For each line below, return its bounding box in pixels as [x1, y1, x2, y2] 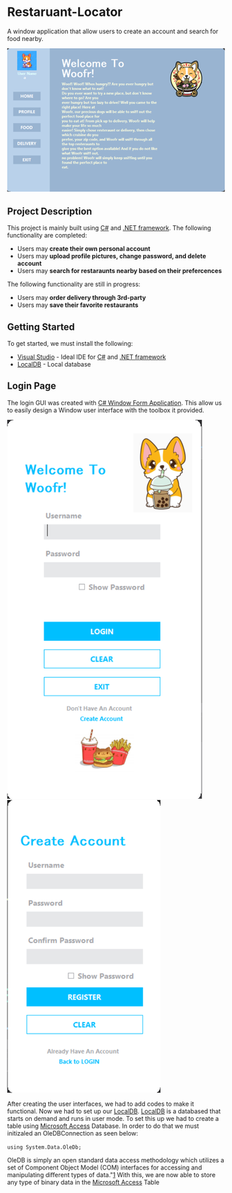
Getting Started [7, 321, 75, 333]
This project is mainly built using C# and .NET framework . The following [7, 224, 212, 232]
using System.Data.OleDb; [7, 1144, 81, 1151]
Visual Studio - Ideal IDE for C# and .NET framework [17, 353, 166, 361]
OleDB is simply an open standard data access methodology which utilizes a [7, 1156, 224, 1164]
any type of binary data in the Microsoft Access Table [7, 1178, 160, 1186]
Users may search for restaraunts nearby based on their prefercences [17, 267, 222, 275]
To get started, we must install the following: [7, 339, 133, 347]
